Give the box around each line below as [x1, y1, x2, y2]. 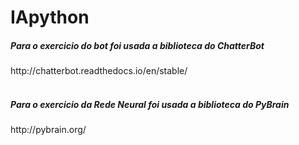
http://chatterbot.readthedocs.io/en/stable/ [10, 65, 188, 77]
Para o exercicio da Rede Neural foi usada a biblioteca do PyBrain [10, 98, 290, 110]
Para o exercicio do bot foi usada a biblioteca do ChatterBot [10, 39, 265, 51]
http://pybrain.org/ [10, 124, 87, 136]
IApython [10, 6, 90, 29]
